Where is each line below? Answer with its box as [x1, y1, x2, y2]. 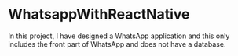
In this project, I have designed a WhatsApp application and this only [8, 31, 230, 40]
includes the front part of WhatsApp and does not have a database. [8, 39, 226, 48]
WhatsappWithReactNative [8, 5, 190, 23]
